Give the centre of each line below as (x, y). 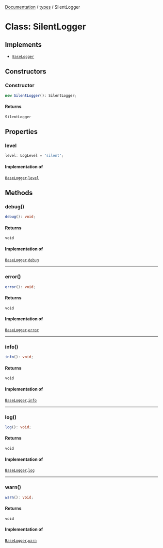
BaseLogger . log (20, 470)
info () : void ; (19, 357)
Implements (24, 45)
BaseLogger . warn (21, 540)
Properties (21, 132)
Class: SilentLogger (46, 27)
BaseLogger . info (21, 400)
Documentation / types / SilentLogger (43, 7)
